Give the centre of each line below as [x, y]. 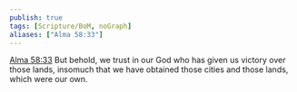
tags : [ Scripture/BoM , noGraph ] [70, 26]
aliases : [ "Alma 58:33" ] [56, 34]
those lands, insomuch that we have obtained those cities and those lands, [149, 69]
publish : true [36, 18]
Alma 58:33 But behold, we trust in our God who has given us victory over [148, 60]
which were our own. [49, 79]
